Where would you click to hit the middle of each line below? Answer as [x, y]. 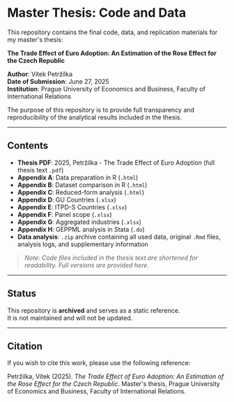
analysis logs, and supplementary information [83, 244]
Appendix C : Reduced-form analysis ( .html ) [81, 192]
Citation [25, 346]
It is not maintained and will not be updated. [70, 318]
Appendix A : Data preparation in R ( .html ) [78, 177]
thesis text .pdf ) [40, 170]
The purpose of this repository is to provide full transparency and [101, 110]
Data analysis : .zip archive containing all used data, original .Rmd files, [119, 237]
